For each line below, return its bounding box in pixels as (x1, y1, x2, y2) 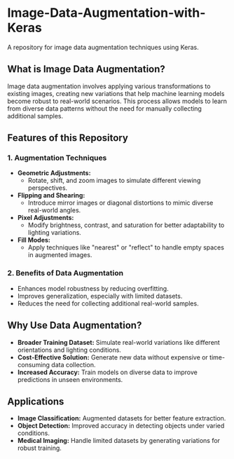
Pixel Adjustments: (17, 214, 74, 222)
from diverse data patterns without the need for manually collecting (7, 104, 202, 113)
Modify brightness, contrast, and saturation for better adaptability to (27, 221, 225, 229)
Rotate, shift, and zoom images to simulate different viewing (27, 177, 201, 185)
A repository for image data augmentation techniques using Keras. (7, 43, 199, 51)
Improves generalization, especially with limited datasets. (17, 292, 183, 300)
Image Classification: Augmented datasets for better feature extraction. (17, 414, 226, 423)
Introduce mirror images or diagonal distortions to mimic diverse (27, 198, 214, 207)
